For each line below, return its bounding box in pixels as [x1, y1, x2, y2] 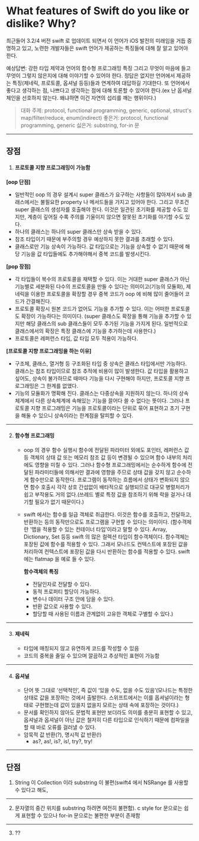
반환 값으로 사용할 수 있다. [32, 603, 93, 610]
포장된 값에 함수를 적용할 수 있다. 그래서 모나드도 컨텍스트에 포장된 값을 [23, 540, 188, 547]
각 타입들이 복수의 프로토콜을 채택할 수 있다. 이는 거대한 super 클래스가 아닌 [14, 275, 190, 282]
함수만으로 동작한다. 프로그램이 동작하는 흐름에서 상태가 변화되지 [30, 476, 179, 483]
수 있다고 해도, [14, 786, 49, 793]
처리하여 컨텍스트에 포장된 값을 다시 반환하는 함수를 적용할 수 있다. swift [23, 547, 191, 555]
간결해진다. [25, 298, 52, 305]
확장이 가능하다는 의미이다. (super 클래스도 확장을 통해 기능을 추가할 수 [21, 313, 185, 320]
